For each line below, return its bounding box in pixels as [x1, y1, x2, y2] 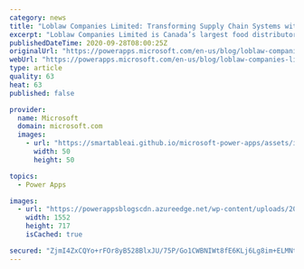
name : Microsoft [17, 114, 79, 123]
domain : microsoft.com [17, 122, 103, 131]
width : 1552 [25, 213, 71, 222]
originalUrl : [9, 47, 59, 56]
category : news [9, 13, 67, 23]
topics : [9, 172, 39, 181]
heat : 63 [9, 80, 43, 89]
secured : [9, 246, 43, 255]
